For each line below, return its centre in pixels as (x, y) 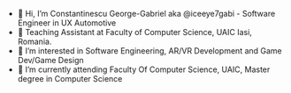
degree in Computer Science (70, 79)
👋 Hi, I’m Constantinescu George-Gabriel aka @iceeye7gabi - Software (146, 14)
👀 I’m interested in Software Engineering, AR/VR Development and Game (150, 51)
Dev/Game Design (50, 60)
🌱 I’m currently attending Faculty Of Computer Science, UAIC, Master (144, 69)
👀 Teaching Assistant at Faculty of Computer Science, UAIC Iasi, (134, 32)
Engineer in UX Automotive (67, 23)
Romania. (34, 41)
